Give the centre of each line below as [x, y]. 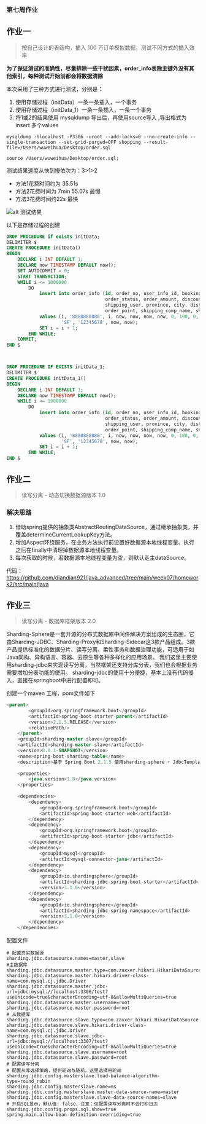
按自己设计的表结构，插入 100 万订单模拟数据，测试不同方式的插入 [105, 47]
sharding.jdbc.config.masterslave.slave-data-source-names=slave [91, 1098]
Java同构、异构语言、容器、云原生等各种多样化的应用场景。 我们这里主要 [99, 657]
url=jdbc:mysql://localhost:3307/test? [57, 1042]
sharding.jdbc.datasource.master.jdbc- [57, 987]
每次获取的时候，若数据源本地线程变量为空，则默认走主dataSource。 [102, 558]
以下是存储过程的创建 [33, 225]
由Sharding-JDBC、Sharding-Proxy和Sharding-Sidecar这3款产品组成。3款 [101, 642]
